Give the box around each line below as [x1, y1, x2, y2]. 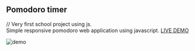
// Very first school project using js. [6, 20, 92, 27]
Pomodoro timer [6, 5, 67, 15]
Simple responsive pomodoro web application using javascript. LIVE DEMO [6, 27, 189, 34]
